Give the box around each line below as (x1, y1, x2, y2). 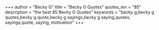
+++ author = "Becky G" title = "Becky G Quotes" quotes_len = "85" (5, 4, 141, 10)
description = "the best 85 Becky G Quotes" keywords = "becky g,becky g (5, 9, 155, 15)
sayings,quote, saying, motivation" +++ (5, 19, 84, 25)
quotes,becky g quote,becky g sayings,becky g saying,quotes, (5, 15, 131, 20)
